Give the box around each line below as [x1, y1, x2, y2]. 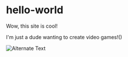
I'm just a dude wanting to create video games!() [6, 33, 122, 40]
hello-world [6, 3, 64, 17]
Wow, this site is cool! [6, 22, 58, 29]
